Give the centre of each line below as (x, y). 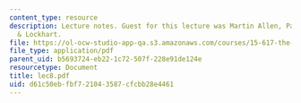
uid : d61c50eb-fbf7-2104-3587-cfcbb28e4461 (92, 84)
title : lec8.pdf (39, 76)
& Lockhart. (40, 34)
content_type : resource (54, 17)
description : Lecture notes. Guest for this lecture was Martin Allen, (146, 26)
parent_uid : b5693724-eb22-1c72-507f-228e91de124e (106, 59)
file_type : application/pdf (62, 51)
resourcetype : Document (54, 68)
